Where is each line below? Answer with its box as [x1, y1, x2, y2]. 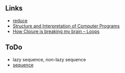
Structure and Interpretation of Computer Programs [12, 23, 120, 29]
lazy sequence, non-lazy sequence [12, 56, 86, 62]
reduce [12, 17, 28, 23]
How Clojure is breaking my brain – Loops [12, 28, 100, 34]
